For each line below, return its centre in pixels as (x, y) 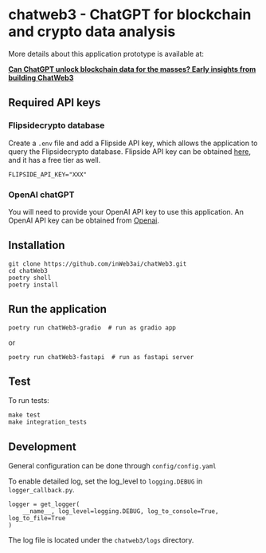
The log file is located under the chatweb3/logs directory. (101, 540)
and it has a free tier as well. (55, 160)
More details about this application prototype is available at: (106, 53)
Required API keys (55, 103)
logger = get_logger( (44, 504)
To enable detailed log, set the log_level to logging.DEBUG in (106, 481)
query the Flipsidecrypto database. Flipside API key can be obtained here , (129, 151)
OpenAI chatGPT (41, 195)
